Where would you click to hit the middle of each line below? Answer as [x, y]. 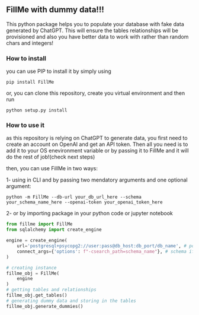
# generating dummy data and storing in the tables [71, 301]
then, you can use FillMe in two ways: [52, 168]
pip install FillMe [30, 82]
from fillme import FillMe [39, 224]
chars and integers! [30, 43]
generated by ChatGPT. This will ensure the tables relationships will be [92, 30]
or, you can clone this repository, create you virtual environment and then [96, 93]
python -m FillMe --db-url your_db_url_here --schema [74, 197]
